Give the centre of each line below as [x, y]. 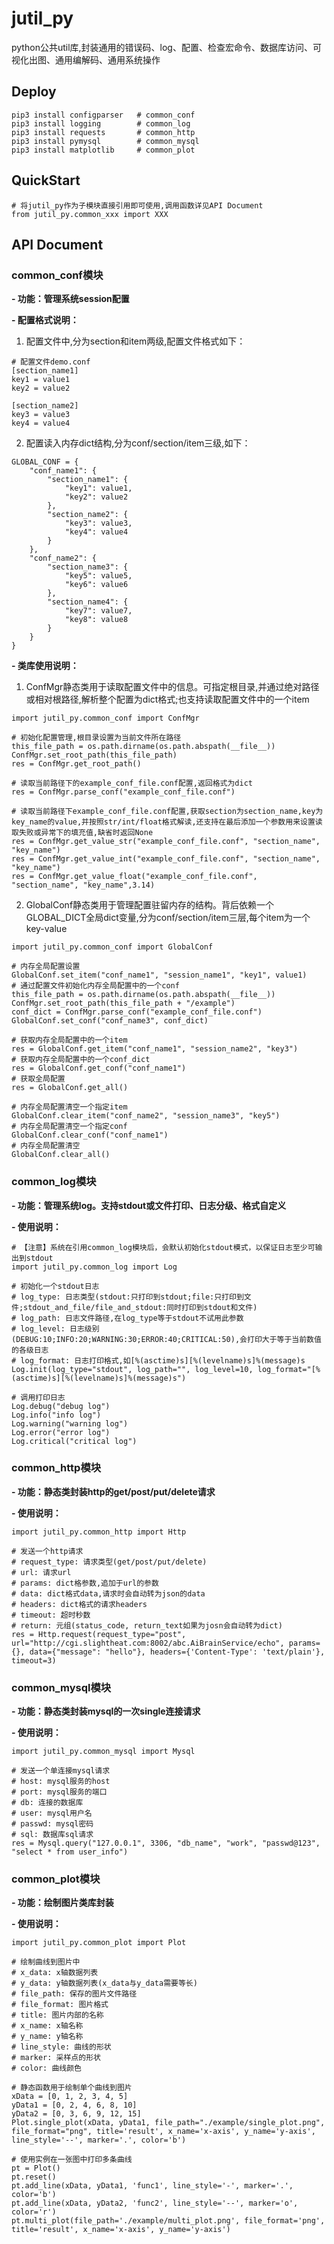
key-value [46, 929]
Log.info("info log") [56, 1415]
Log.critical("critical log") [74, 1441]
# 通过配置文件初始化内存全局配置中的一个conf [95, 986]
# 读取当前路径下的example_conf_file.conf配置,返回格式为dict [132, 783]
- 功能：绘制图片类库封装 [62, 1903]
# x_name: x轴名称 [47, 2026]
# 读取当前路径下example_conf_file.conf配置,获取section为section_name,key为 [167, 812]
